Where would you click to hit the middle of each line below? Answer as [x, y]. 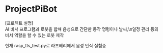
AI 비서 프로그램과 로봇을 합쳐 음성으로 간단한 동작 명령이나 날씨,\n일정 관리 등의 [82, 29]
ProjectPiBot [31, 9]
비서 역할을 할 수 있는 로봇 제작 [35, 35]
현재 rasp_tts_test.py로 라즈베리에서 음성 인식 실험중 [56, 45]
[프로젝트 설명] [19, 23]
